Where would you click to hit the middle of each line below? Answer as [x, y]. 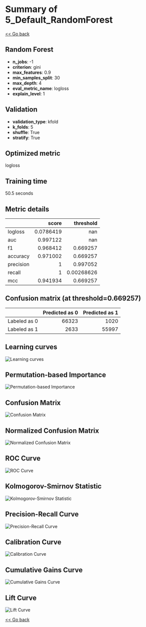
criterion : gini [26, 67]
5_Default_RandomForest [59, 20]
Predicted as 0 [60, 312]
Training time [26, 181]
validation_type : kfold [35, 121]
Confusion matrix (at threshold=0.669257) [73, 298]
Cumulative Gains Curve [44, 570]
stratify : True [26, 138]
